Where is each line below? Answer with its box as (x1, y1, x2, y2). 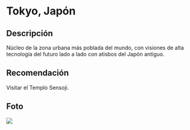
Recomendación (6, 68, 69, 78)
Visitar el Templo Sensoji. (6, 84, 69, 91)
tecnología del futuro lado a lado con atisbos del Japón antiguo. (6, 51, 165, 58)
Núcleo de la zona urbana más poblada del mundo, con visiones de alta (6, 44, 184, 51)
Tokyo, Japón (6, 4, 76, 18)
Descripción (6, 28, 53, 39)
